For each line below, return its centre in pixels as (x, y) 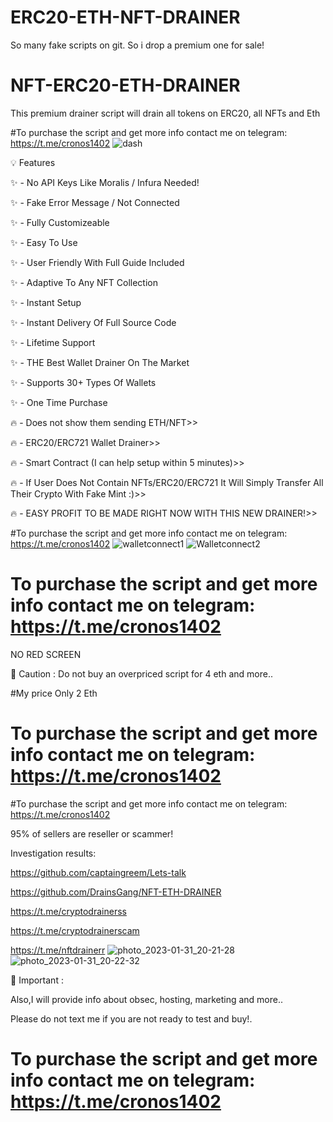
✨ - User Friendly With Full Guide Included (97, 262)
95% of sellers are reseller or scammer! (92, 833)
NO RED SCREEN (46, 654)
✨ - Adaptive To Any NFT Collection (84, 282)
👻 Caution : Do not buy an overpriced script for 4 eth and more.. (141, 673)
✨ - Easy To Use (44, 242)
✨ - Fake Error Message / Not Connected (95, 202)
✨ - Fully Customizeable (60, 222)
